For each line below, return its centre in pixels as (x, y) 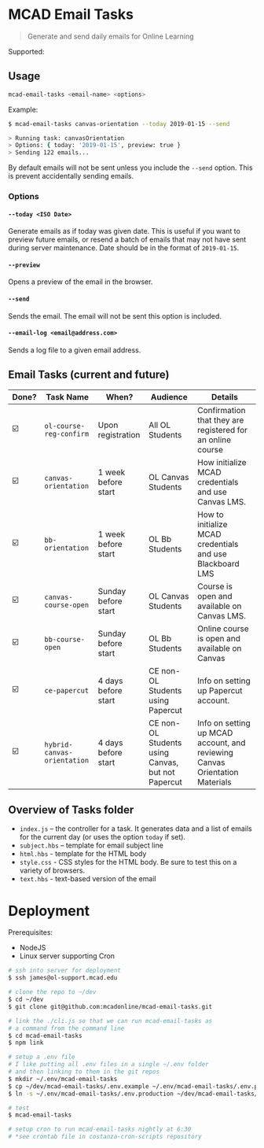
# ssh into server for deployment (65, 971)
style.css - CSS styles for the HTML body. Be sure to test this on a (128, 862)
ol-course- (64, 426)
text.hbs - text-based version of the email (88, 879)
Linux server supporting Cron (67, 956)
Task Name (67, 397)
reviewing (216, 752)
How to (211, 515)
